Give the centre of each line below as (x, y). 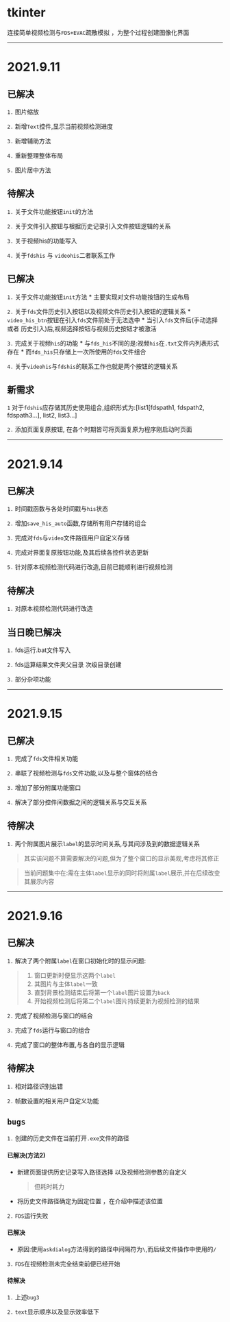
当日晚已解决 (34, 632)
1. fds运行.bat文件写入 (39, 650)
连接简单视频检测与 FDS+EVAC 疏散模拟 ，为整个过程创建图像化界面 (98, 32)
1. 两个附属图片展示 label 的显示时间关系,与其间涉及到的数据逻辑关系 (104, 843)
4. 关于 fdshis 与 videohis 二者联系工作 (61, 255)
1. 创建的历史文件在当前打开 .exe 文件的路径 (68, 1138)
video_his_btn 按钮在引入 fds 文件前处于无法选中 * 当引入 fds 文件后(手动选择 (113, 320)
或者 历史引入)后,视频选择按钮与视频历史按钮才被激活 (82, 328)
